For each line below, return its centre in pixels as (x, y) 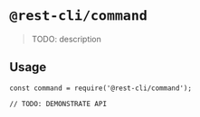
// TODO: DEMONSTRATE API (58, 103)
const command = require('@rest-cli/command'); (101, 88)
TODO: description (67, 39)
